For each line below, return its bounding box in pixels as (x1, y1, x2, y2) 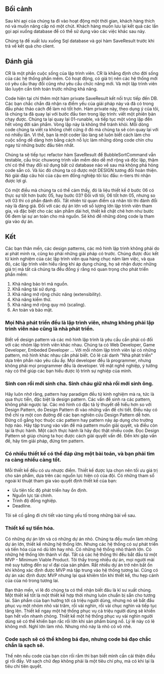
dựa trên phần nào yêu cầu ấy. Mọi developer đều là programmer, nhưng (5, 357, 151, 363)
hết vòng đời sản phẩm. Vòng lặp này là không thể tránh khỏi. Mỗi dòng (5, 121, 149, 127)
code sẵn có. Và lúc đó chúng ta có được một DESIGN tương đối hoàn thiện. (5, 167, 158, 173)
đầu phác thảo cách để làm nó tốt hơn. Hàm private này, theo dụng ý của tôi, (5, 106, 160, 112)
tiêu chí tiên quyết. (5, 663, 43, 669)
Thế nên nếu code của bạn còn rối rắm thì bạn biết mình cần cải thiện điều (5, 652, 156, 659)
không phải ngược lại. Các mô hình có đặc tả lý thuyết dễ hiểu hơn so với (5, 402, 152, 408)
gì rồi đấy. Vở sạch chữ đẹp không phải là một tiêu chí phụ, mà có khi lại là (5, 658, 155, 664)
